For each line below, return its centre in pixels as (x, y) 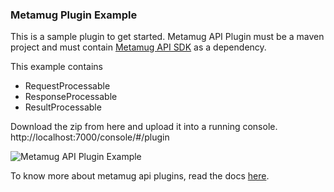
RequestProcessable (67, 86)
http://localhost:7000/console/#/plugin (90, 137)
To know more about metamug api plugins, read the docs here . (140, 176)
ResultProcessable (63, 107)
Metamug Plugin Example (74, 15)
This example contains (56, 67)
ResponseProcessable (71, 97)
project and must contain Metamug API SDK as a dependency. (138, 47)
